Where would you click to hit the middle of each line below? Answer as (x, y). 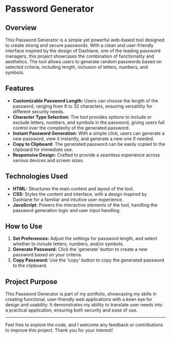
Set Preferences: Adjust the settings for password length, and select (85, 239)
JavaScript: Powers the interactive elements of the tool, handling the (85, 205)
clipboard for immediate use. (43, 149)
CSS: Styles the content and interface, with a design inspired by (80, 194)
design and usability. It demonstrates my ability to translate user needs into (84, 305)
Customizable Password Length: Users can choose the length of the (85, 100)
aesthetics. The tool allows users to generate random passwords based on (83, 61)
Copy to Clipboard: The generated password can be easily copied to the (89, 144)
